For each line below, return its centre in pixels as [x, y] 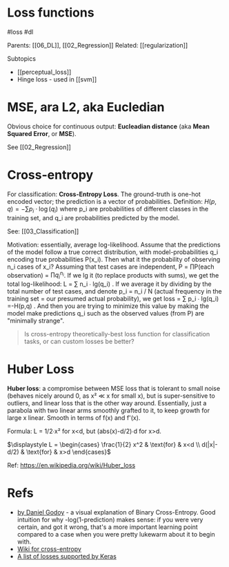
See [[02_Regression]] [39, 147]
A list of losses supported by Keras [67, 556]
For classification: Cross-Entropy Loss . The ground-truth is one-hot [104, 194]
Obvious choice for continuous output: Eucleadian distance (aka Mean [109, 126]
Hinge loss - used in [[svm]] [57, 79]
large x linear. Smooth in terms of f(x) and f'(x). [74, 418]
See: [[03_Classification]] [43, 231]
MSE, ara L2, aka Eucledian [86, 107]
